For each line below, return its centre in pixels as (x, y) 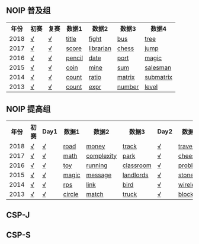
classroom (137, 165)
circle (71, 194)
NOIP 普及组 (28, 11)
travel (186, 146)
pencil (74, 58)
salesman (158, 67)
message (99, 175)
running (97, 165)
